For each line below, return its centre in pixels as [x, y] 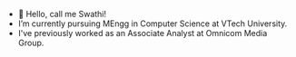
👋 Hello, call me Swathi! [62, 14]
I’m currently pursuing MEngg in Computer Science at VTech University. [153, 24]
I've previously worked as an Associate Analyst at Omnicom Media [143, 33]
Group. [31, 43]
